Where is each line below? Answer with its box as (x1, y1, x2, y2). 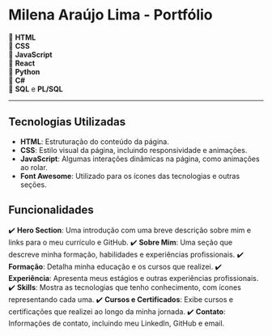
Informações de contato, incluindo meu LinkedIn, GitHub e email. (8, 318, 225, 328)
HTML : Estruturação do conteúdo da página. (19, 136, 170, 147)
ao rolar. (19, 162, 49, 172)
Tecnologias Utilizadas (8, 115, 126, 129)
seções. (19, 180, 47, 189)
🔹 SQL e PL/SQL (8, 83, 63, 94)
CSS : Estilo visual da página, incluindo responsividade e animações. (19, 145, 248, 155)
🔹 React (8, 58, 36, 68)
